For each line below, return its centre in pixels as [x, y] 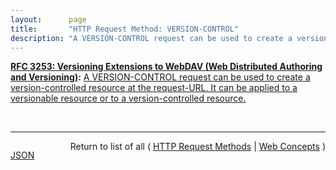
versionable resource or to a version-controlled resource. [128, 98]
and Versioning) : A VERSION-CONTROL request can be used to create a [160, 77]
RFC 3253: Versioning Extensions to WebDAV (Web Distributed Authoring [166, 67]
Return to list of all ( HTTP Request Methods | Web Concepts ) [197, 147]
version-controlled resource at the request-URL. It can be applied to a [154, 88]
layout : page [48, 19]
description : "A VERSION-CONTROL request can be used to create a [151, 38]
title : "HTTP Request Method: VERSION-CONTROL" [125, 29]
